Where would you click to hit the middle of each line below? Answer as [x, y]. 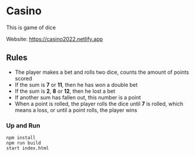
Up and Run [23, 125]
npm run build [24, 143]
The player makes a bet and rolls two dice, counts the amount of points [102, 72]
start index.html [28, 148]
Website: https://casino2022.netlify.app [54, 39]
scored [23, 78]
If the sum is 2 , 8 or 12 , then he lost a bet [65, 91]
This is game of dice [31, 27]
